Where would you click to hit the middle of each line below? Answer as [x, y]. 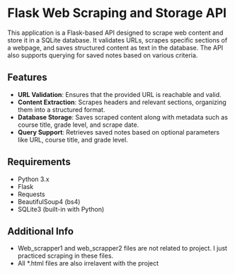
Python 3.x [33, 179]
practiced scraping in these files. [65, 256]
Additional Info [41, 231]
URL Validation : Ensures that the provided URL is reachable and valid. [119, 94]
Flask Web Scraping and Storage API [117, 13]
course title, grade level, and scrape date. [78, 125]
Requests [31, 194]
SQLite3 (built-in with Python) [61, 209]
